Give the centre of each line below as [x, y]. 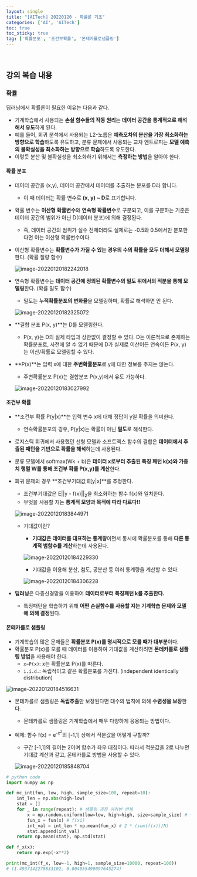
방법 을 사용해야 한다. [44, 656]
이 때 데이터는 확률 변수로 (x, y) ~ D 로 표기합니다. [80, 198]
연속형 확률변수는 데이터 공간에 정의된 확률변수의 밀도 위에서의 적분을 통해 [98, 281]
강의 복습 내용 [29, 75]
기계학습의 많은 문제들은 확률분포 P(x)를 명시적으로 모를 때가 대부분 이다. [96, 642]
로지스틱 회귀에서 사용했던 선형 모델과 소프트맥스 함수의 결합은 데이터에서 [98, 442]
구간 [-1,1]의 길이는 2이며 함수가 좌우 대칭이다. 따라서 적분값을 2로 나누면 [106, 747]
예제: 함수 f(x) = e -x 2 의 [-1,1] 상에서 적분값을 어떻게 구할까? [82, 734]
